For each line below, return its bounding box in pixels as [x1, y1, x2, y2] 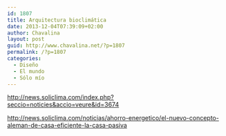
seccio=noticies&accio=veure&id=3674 [7, 101, 120, 109]
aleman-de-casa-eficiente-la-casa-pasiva [7, 122, 128, 130]
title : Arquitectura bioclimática [7, 17, 107, 23]
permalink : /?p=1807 [7, 49, 67, 56]
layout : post [7, 36, 45, 43]
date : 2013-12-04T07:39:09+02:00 [7, 23, 104, 30]
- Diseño [13, 61, 39, 68]
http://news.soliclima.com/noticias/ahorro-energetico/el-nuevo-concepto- [7, 114, 219, 122]
